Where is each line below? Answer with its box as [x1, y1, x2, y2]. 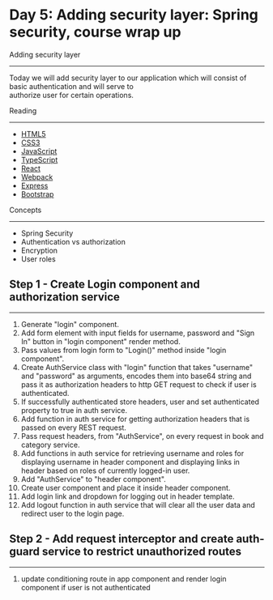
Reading [9, 105, 37, 115]
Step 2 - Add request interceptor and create [9, 532, 234, 546]
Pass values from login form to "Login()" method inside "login [20, 345, 227, 355]
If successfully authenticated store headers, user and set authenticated [20, 397, 260, 406]
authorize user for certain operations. [9, 90, 134, 100]
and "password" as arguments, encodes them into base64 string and [20, 371, 252, 381]
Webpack [20, 172, 53, 181]
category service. [20, 440, 80, 449]
